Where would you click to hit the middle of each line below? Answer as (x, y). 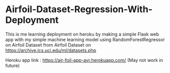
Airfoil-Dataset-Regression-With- (79, 9)
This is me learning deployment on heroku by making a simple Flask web (82, 34)
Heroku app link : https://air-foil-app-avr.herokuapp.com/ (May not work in (84, 60)
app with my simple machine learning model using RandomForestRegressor (85, 40)
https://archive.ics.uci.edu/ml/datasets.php (51, 50)
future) (13, 65)
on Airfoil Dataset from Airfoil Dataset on (48, 45)
